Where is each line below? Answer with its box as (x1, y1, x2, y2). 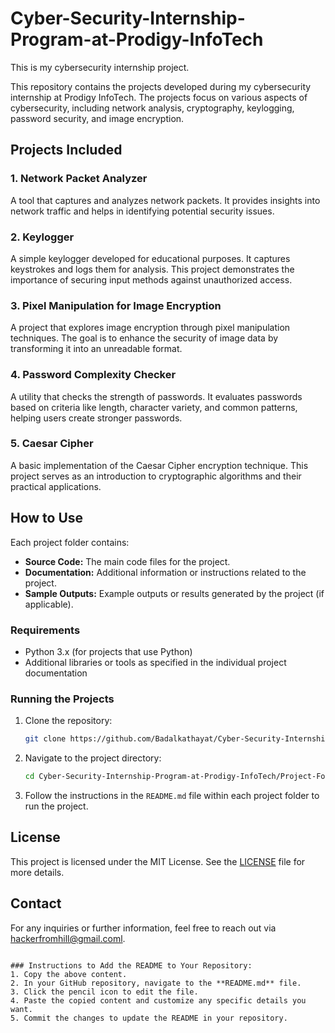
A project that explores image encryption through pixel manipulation (10, 322, 291, 334)
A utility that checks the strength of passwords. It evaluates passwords (10, 390, 303, 402)
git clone (24, 734, 67, 744)
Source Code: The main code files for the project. (24, 555, 231, 567)
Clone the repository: (24, 715, 113, 727)
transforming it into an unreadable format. (10, 343, 183, 355)
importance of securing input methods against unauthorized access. (10, 273, 293, 286)
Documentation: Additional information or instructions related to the (24, 566, 307, 578)
